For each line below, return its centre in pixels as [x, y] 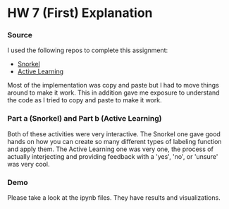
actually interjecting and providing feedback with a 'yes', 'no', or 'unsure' [113, 156]
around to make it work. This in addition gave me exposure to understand [113, 92]
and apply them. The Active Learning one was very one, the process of [110, 149]
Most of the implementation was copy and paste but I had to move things [113, 85]
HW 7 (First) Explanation [80, 13]
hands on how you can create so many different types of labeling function [114, 141]
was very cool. [29, 164]
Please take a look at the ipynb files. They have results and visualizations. [114, 198]
